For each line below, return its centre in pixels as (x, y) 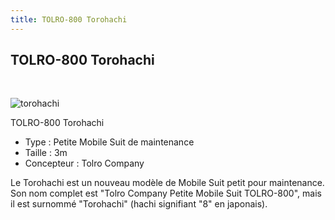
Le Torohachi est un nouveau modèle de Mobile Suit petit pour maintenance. (167, 183)
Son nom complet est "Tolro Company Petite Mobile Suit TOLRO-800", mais (166, 193)
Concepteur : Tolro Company (84, 163)
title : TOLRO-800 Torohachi (69, 19)
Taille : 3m (46, 153)
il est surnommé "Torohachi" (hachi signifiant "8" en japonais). (139, 204)
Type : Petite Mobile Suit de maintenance (109, 142)
